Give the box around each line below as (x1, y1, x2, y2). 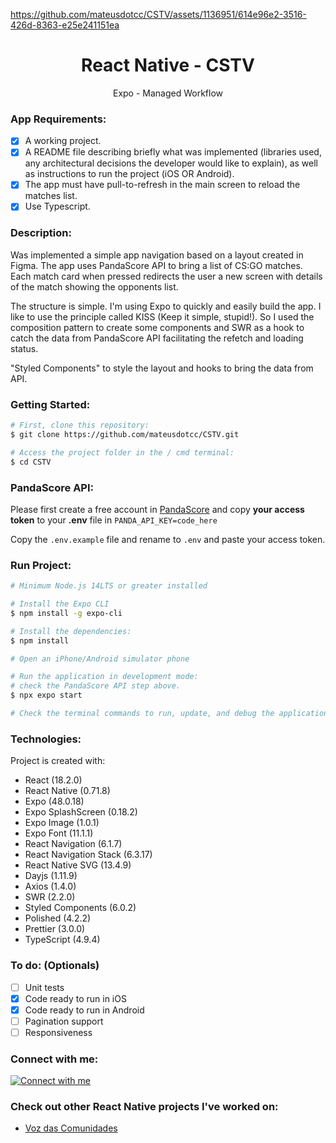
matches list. (24, 190, 78, 202)
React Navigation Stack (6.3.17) (24, 849, 153, 861)
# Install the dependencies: (10, 626, 132, 636)
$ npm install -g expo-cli (10, 608, 123, 618)
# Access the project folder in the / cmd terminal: (10, 447, 235, 458)
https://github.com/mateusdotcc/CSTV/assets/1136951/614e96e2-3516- (10, 9, 307, 20)
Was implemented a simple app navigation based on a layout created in (10, 249, 304, 261)
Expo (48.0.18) (24, 795, 85, 808)
